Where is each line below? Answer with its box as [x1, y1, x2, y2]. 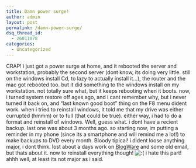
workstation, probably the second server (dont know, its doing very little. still [6, 68, 191, 76]
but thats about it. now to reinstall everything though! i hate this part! [6, 149, 182, 156]
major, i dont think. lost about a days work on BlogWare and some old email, [6, 143, 189, 150]
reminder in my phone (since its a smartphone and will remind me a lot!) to [6, 131, 185, 138]
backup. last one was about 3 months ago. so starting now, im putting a [6, 124, 178, 131]
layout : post [6, 19, 38, 25]
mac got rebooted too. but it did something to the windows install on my [6, 81, 180, 88]
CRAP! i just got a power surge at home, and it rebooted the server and [6, 62, 177, 69]
